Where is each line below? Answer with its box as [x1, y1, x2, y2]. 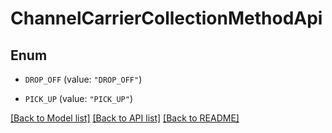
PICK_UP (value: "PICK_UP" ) [24, 93, 133, 104]
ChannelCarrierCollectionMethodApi [10, 7, 323, 30]
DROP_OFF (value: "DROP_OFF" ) [24, 73, 143, 85]
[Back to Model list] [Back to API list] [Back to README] [10, 112, 240, 124]
